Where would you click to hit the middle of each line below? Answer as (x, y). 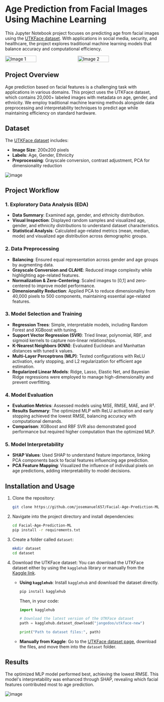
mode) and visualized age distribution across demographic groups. (80, 236)
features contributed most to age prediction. (50, 684)
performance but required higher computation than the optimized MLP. (83, 432)
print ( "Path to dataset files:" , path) (60, 632)
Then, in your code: (39, 601)
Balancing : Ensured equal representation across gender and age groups (85, 260)
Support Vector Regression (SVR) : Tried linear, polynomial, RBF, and (82, 335)
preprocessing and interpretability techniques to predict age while (72, 108)
